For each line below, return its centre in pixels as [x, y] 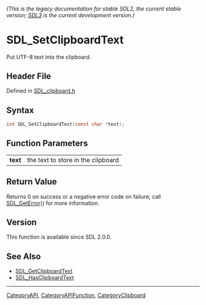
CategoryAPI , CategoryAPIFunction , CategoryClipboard [76, 295]
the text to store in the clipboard [73, 160]
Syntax [20, 110]
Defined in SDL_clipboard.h [41, 91]
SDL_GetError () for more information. [53, 203]
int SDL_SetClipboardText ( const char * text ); [65, 125]
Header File [29, 76]
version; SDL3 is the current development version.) [71, 15]
